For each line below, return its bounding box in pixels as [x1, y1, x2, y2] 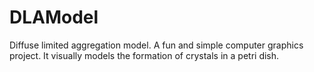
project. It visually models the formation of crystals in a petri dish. [9, 49, 280, 61]
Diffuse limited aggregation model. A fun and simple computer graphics [9, 39, 304, 51]
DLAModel [9, 6, 99, 29]
